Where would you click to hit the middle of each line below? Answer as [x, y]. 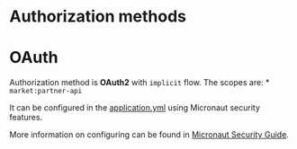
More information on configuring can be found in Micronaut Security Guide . [149, 135]
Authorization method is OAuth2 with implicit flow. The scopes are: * [139, 83]
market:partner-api [46, 92]
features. [26, 118]
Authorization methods [98, 17]
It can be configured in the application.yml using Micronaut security [135, 108]
